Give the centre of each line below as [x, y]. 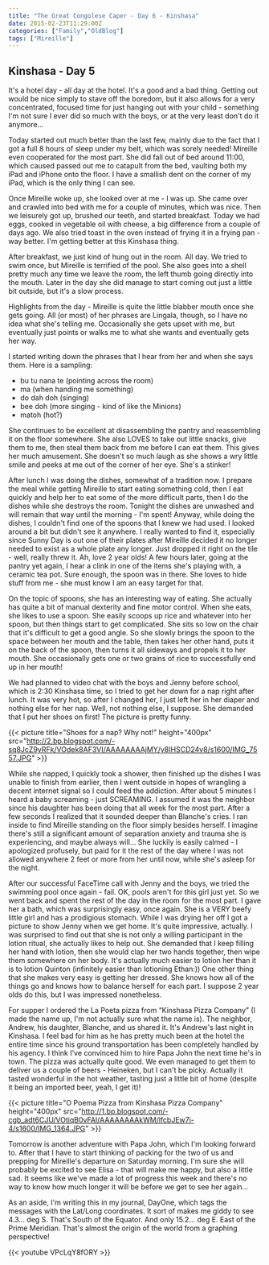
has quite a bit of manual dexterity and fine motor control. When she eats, [130, 607]
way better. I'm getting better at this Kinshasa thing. [94, 242]
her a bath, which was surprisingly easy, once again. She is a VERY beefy [130, 909]
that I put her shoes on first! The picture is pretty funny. [100, 717]
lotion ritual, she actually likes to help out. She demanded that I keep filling [131, 944]
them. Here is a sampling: [51, 365]
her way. [23, 341]
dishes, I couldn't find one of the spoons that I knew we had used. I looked [131, 523]
